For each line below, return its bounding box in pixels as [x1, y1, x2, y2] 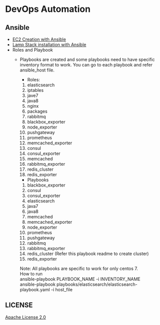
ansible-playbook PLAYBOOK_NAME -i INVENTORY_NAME [19, 276, 141, 282]
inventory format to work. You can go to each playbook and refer [19, 62, 153, 67]
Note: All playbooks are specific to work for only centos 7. [19, 265, 138, 271]
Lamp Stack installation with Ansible [12, 42, 86, 48]
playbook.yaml [19, 287, 50, 292]
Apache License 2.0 [5, 314, 46, 320]
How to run [19, 271, 43, 276]
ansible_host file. [19, 67, 55, 73]
